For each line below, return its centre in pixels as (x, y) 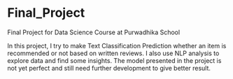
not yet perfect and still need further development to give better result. (109, 68)
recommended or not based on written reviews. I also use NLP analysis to (113, 53)
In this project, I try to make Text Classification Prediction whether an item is (117, 45)
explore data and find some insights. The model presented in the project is (114, 60)
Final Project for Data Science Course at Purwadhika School (94, 32)
